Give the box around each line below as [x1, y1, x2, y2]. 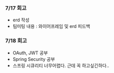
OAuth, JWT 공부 [12, 50, 48, 56]
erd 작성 [12, 17, 30, 23]
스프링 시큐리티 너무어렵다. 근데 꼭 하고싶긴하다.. [12, 62, 109, 68]
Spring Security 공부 [12, 56, 55, 62]
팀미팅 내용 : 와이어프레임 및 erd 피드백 [12, 23, 91, 29]
